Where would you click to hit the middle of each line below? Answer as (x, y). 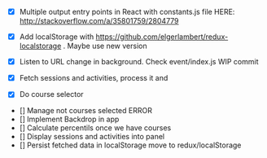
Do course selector (51, 94)
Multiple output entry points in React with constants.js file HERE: (127, 12)
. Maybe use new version (105, 46)
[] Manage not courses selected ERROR (85, 111)
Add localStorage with (57, 37)
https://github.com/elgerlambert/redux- (162, 37)
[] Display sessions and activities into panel (92, 137)
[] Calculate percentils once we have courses (95, 128)
